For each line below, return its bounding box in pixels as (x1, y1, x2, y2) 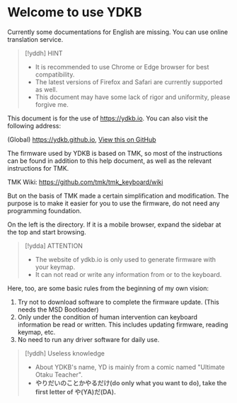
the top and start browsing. (7, 227, 86, 236)
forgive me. (35, 100, 69, 108)
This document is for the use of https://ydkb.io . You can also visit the (7, 114, 209, 123)
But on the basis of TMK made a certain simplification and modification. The (7, 191, 229, 200)
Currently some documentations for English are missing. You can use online (7, 28, 229, 36)
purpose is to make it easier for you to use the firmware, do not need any (7, 199, 220, 208)
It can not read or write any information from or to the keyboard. (35, 270, 222, 278)
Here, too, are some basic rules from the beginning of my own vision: (7, 284, 209, 293)
